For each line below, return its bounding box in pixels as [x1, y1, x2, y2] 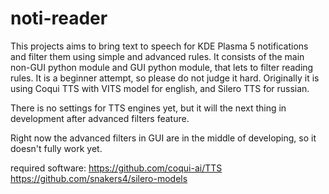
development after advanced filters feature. [10, 112, 190, 124]
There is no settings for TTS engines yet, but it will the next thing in [10, 102, 287, 114]
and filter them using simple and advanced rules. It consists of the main [10, 50, 305, 62]
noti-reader [10, 7, 108, 30]
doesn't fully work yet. [10, 142, 103, 154]
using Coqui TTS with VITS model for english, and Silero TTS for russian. [10, 82, 310, 94]
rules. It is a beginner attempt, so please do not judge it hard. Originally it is [10, 72, 320, 84]
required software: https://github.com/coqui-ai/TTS [10, 162, 223, 174]
